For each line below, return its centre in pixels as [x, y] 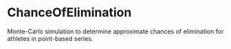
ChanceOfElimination [69, 13]
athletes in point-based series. [50, 38]
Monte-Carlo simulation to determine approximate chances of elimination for [115, 31]
